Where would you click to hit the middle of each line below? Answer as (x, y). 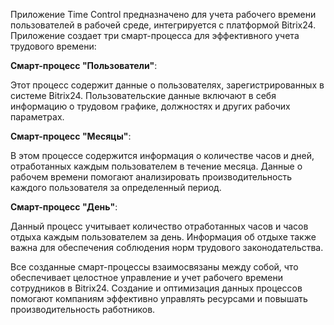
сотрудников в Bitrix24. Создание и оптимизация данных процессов (156, 288)
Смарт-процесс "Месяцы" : (71, 136)
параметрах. (37, 117)
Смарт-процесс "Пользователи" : (84, 65)
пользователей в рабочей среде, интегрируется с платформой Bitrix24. (163, 25)
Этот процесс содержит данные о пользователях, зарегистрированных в (167, 85)
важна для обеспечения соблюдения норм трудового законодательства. (167, 247)
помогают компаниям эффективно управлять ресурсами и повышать (159, 298)
